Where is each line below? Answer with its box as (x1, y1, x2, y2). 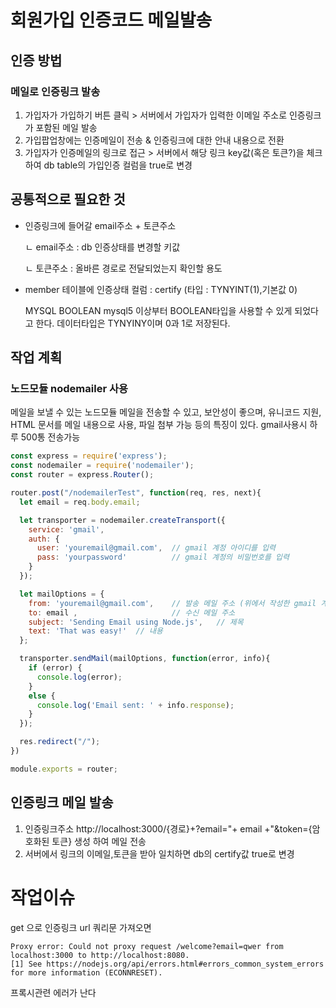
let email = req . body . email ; (19, 497, 141, 507)
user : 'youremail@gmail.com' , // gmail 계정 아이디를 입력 (36, 543, 277, 553)
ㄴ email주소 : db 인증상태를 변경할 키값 (24, 241, 181, 253)
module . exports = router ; (10, 764, 118, 774)
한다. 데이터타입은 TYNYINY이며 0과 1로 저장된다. (35, 317, 231, 329)
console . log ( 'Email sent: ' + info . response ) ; (36, 700, 235, 710)
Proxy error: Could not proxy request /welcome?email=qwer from (10, 941, 284, 951)
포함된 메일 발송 (35, 121, 98, 133)
